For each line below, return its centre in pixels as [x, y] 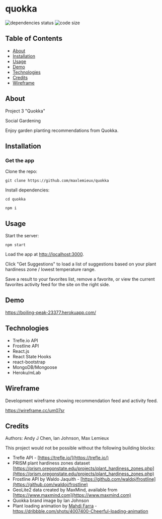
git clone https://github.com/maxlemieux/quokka [57, 181]
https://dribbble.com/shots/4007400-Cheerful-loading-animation [80, 511]
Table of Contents [34, 39]
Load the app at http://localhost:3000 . [45, 254]
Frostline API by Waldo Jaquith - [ [47, 479]
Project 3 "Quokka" [25, 111]
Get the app [20, 160]
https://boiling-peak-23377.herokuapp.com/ [51, 312]
